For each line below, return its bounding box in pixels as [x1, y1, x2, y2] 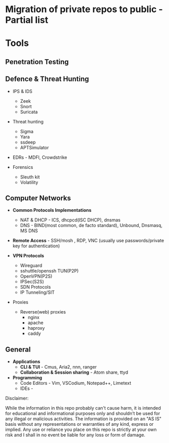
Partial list [5, 14, 49, 26]
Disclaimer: [5, 395, 29, 402]
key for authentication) [12, 243, 60, 249]
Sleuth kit [20, 173, 40, 180]
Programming [12, 375, 43, 381]
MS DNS [20, 228, 38, 234]
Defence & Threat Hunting [5, 75, 90, 83]
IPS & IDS [12, 88, 33, 94]
